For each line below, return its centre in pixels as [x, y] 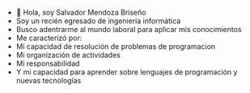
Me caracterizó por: [49, 38]
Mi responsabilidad [48, 63]
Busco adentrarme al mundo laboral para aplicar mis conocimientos [129, 29]
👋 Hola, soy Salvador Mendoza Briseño [81, 12]
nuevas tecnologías [49, 81]
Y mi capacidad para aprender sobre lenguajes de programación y [127, 72]
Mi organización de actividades [68, 55]
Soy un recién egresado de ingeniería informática [98, 21]
